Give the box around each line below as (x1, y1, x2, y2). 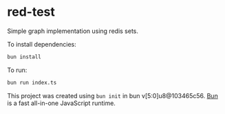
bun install (7, 53, 41, 60)
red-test (7, 4, 55, 20)
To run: (7, 66, 28, 74)
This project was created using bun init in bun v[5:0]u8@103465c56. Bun (7, 91, 218, 100)
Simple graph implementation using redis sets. (7, 27, 139, 35)
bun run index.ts (7, 79, 57, 86)
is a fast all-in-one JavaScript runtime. (7, 99, 116, 107)
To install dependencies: (7, 40, 77, 48)
